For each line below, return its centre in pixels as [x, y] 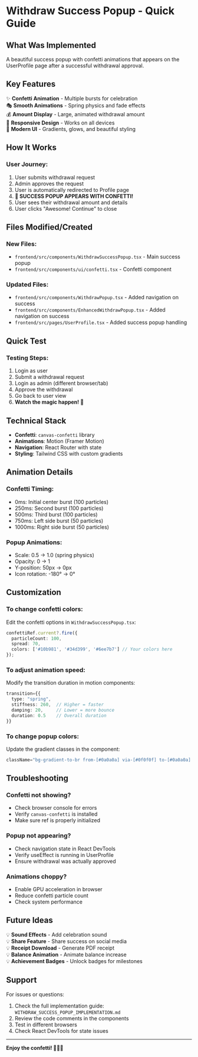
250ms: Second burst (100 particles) [59, 508]
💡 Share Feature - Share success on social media [67, 941]
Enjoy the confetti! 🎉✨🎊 [35, 1048]
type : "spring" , [31, 699]
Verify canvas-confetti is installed [56, 814]
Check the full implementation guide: [59, 1006]
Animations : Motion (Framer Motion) [59, 441]
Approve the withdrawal [44, 390]
